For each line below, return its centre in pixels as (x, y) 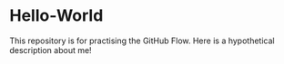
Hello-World (56, 16)
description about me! (51, 50)
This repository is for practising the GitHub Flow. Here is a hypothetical (142, 41)
